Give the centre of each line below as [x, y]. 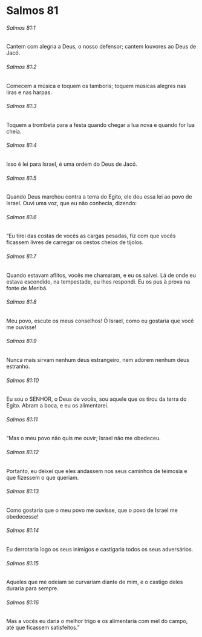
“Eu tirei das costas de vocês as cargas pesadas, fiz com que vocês [91, 236]
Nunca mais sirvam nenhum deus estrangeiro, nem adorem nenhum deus [98, 360]
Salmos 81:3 [21, 106]
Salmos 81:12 [23, 452]
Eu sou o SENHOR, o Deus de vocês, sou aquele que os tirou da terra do [96, 399]
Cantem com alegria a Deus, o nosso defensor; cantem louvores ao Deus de [101, 47]
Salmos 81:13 [23, 491]
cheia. [14, 131]
